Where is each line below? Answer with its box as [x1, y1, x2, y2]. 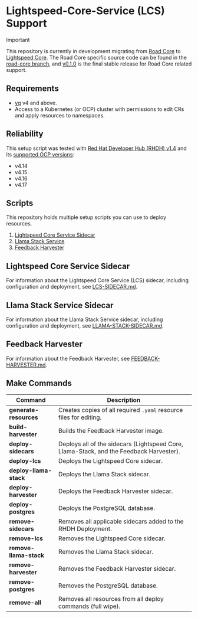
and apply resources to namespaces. [14, 112, 105, 119]
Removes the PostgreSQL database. [58, 581, 158, 590]
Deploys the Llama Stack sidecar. [58, 470, 151, 478]
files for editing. [58, 413, 102, 421]
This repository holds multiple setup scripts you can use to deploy [6, 214, 167, 221]
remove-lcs [9, 534, 43, 542]
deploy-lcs [9, 456, 41, 465]
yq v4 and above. [14, 99, 57, 106]
